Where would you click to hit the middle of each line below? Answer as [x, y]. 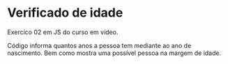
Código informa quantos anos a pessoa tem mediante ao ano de [99, 45]
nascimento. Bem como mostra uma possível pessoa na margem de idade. [114, 53]
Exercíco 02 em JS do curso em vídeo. [63, 32]
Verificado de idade [65, 13]
